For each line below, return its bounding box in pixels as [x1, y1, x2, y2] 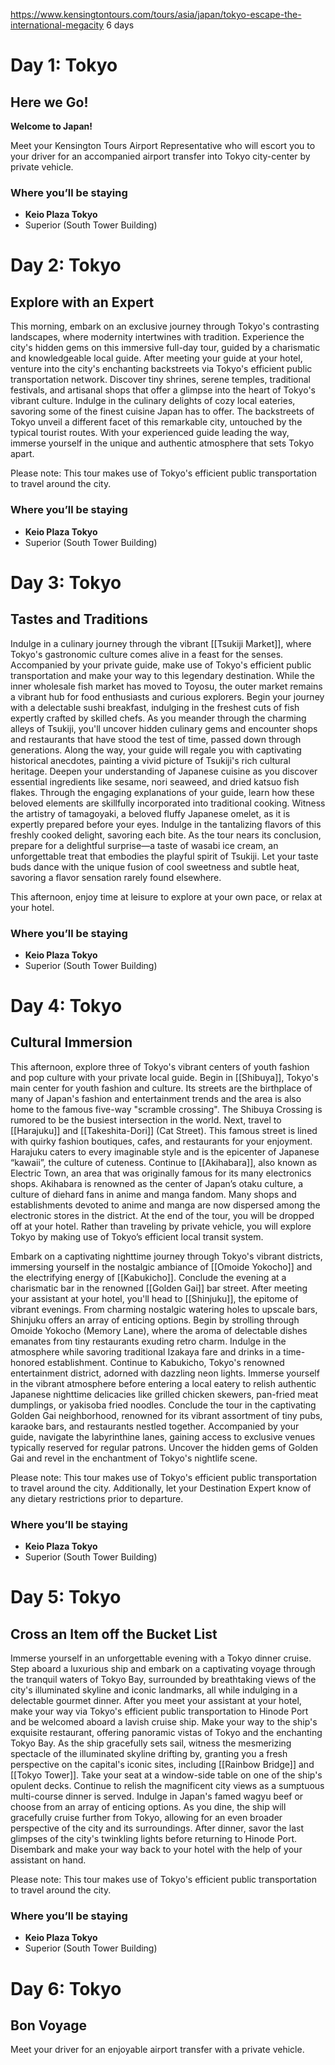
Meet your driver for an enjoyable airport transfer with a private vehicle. [10, 2044, 305, 2056]
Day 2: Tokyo [10, 254, 122, 277]
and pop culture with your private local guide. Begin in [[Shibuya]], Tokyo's [10, 1071, 319, 1083]
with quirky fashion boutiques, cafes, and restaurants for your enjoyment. [10, 1135, 313, 1147]
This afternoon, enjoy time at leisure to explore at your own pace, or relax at [10, 890, 323, 903]
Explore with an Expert [10, 294, 155, 311]
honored [10, 1356, 46, 1368]
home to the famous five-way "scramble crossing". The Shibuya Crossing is [10, 1103, 323, 1115]
